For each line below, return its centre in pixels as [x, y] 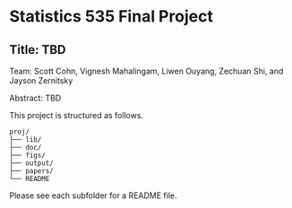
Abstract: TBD [35, 98]
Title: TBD [38, 50]
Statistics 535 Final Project [111, 17]
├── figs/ [28, 155]
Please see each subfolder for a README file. [93, 195]
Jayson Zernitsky [41, 81]
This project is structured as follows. [77, 115]
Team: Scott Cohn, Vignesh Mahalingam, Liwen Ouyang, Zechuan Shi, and [146, 71]
